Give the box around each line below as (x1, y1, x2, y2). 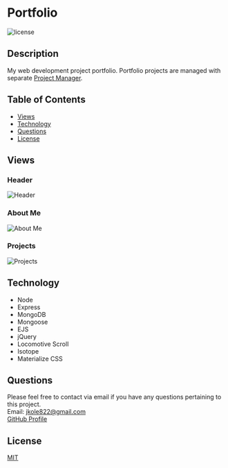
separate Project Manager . (7, 73, 83, 82)
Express (17, 303, 41, 311)
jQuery (17, 332, 37, 340)
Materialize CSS (17, 354, 64, 363)
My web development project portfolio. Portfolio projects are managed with (7, 66, 221, 74)
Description (7, 48, 59, 60)
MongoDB (17, 310, 46, 318)
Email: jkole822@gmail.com (7, 408, 86, 416)
